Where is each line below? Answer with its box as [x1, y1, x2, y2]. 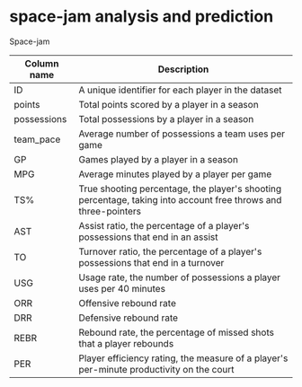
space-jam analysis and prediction [9, 6, 274, 27]
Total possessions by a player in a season [78, 112, 254, 125]
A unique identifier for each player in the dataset [78, 84, 282, 96]
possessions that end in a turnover [78, 256, 225, 268]
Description [157, 63, 209, 75]
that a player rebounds [78, 337, 174, 349]
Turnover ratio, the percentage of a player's [78, 245, 262, 258]
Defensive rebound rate [78, 312, 178, 324]
